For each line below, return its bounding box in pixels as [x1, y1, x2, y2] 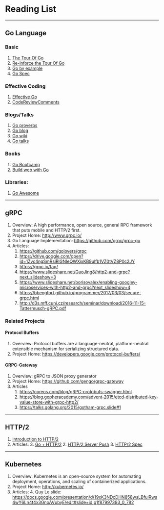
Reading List [5, 3, 57, 15]
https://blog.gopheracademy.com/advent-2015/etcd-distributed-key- [19, 394, 159, 400]
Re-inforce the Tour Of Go [12, 60, 65, 66]
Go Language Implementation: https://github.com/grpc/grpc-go [12, 237, 141, 243]
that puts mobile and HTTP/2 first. [12, 227, 81, 233]
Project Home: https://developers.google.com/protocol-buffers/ [12, 351, 141, 357]
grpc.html [19, 295, 39, 301]
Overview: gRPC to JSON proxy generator [12, 373, 97, 379]
